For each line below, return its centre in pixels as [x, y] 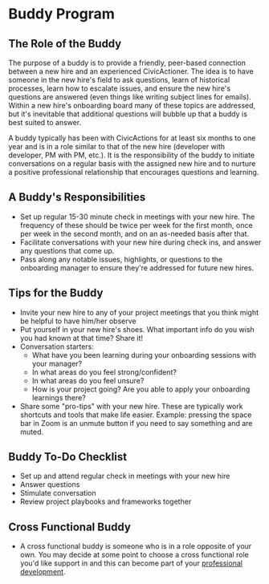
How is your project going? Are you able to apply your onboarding [141, 389]
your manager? [57, 363]
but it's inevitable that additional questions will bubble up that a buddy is [128, 114]
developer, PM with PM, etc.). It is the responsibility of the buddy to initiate [132, 155]
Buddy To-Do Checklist [67, 457]
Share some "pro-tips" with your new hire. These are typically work [131, 406]
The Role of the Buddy [65, 44]
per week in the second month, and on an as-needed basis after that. [134, 233]
